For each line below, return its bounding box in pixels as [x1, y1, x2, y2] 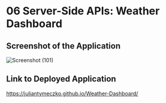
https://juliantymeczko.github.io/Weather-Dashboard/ [6, 90, 138, 97]
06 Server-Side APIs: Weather [6, 4, 160, 18]
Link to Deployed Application [6, 74, 116, 84]
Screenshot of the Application [6, 41, 121, 51]
